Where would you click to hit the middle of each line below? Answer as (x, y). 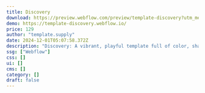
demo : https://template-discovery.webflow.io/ (67, 23)
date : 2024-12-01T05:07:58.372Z (47, 40)
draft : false (23, 80)
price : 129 (20, 29)
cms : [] (16, 69)
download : (19, 18)
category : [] (23, 75)
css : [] (16, 58)
